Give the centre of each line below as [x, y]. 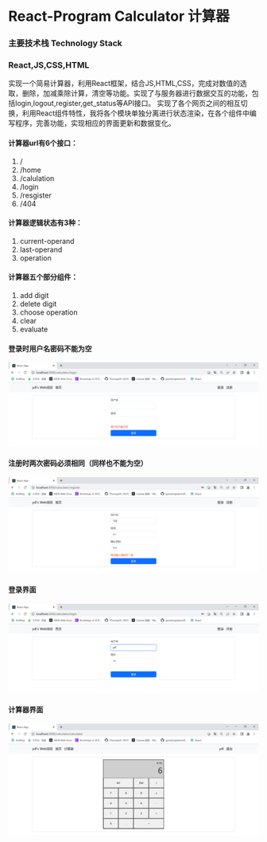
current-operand [47, 241]
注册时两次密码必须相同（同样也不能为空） [78, 464]
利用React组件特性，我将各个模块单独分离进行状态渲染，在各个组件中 [136, 113]
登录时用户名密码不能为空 [50, 348]
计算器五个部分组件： [43, 277]
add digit [34, 296]
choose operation [48, 312]
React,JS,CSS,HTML [49, 65]
